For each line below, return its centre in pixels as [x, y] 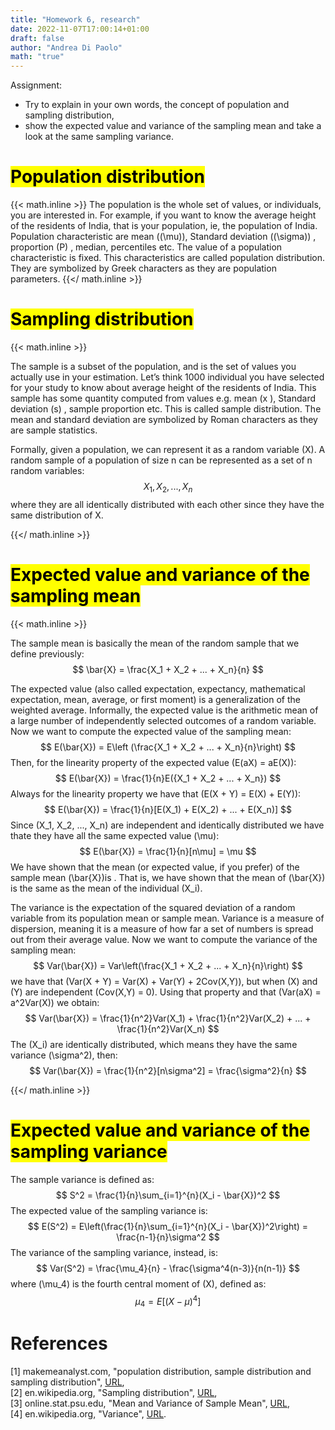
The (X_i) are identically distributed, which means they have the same [154, 1044]
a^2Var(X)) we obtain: [55, 1002]
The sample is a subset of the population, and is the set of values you [153, 366]
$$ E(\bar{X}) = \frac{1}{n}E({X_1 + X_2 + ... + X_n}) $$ [168, 778]
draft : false [37, 38]
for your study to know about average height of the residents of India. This [163, 387]
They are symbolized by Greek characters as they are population [143, 268]
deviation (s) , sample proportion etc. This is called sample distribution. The [166, 409]
